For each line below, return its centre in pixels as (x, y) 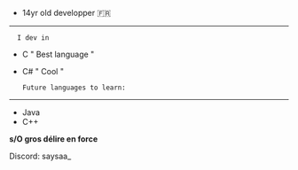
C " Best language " (58, 54)
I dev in (33, 38)
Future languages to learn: (74, 88)
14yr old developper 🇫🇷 (67, 13)
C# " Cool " (43, 71)
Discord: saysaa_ (40, 156)
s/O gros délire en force (54, 139)
